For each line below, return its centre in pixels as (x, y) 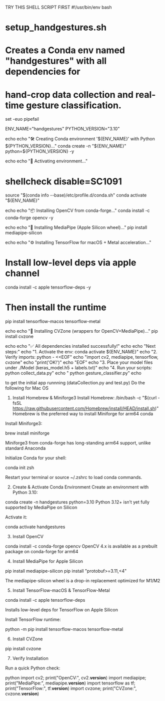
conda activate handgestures (35, 527)
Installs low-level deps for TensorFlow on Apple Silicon (62, 610)
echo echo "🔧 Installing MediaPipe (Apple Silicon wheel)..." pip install (76, 227)
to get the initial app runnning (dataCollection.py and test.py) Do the (75, 383)
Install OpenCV (28, 537)
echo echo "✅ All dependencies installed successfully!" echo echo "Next (80, 346)
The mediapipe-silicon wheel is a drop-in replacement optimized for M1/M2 (83, 581)
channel (22, 273)
